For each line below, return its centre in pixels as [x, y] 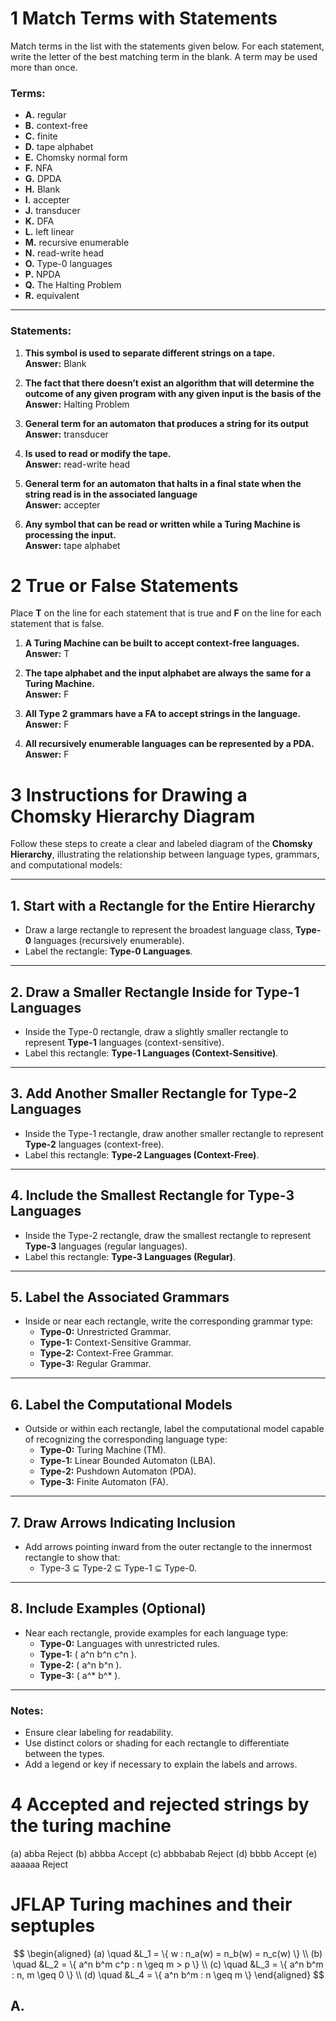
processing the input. [70, 534]
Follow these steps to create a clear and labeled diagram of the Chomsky [161, 844]
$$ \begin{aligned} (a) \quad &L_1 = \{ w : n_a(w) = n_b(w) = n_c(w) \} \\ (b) [168, 1954]
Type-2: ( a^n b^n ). [80, 1664]
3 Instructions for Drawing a [129, 794]
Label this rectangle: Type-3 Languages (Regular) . [130, 1256]
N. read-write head [64, 253]
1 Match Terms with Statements [144, 18]
